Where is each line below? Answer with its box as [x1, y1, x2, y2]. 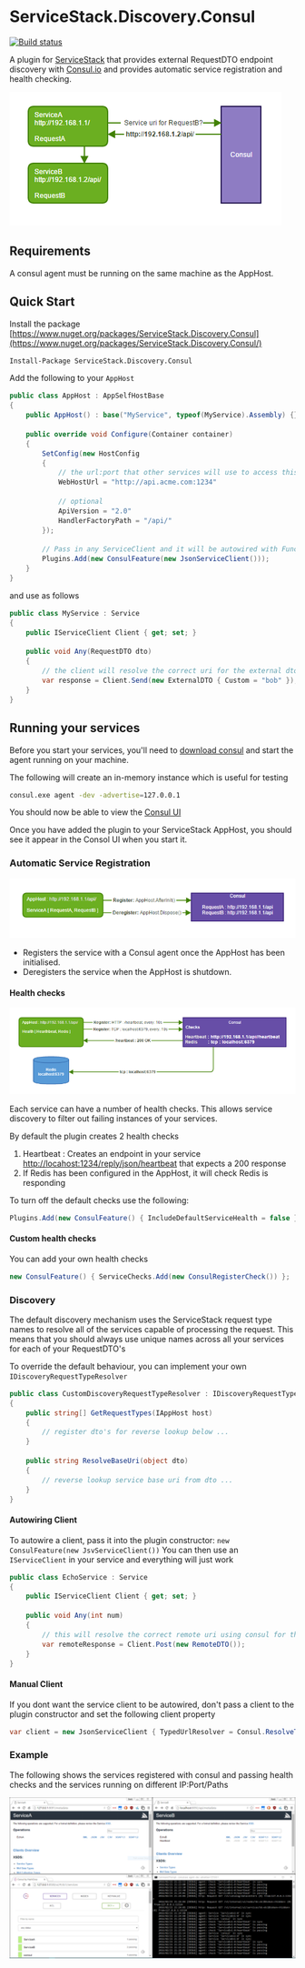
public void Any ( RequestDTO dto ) [25, 648, 152, 657]
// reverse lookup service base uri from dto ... [42, 1475, 233, 1484]
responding [22, 1177, 66, 1188]
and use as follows [9, 589, 80, 601]
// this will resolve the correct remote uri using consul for [42, 1630, 286, 1639]
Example [9, 1749, 49, 1762]
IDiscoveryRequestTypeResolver [9, 1371, 128, 1381]
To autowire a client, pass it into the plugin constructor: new [9, 1534, 230, 1545]
